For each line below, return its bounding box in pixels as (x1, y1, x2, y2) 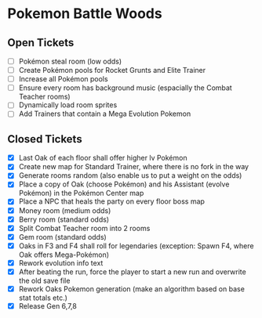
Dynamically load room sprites (18, 100, 118, 110)
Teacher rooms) (18, 92, 71, 102)
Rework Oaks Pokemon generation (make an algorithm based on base (18, 284, 245, 294)
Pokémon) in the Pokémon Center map (18, 189, 144, 198)
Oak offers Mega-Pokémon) (18, 250, 110, 259)
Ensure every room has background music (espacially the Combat (18, 83, 232, 92)
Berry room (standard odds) (18, 215, 110, 224)
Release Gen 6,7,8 (18, 302, 78, 310)
